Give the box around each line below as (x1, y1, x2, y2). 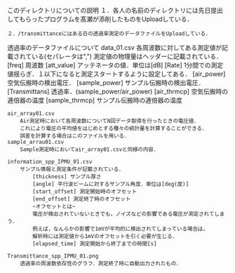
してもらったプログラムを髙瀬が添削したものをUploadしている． (7, 15, 194, 23)
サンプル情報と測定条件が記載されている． (20, 166, 124, 173)
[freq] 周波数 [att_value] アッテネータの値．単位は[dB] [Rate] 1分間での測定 (7, 61, 224, 69)
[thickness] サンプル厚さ (32, 173, 102, 180)
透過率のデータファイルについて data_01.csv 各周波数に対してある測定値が (7, 44, 222, 51)
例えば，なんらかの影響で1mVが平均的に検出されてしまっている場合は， (32, 225, 208, 232)
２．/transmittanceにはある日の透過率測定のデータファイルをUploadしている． (7, 30, 211, 37)
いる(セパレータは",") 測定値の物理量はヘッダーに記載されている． (31, 52, 223, 60)
